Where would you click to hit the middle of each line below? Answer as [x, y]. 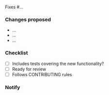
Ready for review [29, 69]
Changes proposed [28, 19]
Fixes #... [14, 7]
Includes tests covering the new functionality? [58, 63]
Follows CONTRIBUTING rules [42, 74]
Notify [13, 87]
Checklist [16, 53]
